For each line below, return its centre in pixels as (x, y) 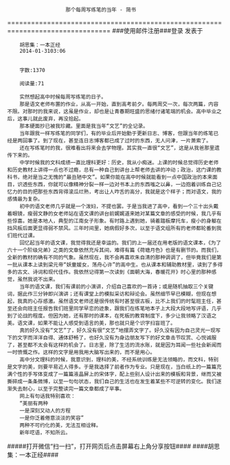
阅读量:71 (32, 84)
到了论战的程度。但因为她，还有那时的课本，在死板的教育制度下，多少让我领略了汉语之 (112, 316)
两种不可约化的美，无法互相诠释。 (60, 425)
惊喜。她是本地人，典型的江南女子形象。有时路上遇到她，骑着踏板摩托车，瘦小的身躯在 (117, 221)
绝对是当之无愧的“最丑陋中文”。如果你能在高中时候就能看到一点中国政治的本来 (117, 177)
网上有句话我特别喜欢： (48, 396)
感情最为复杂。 (25, 199)
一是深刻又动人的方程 (45, 411)
